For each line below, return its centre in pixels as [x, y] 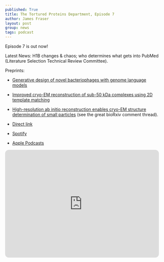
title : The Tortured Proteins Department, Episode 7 [60, 14]
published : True [21, 10]
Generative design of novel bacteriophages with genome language [79, 80]
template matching [31, 100]
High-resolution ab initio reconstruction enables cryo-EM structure [79, 109]
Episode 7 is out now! [27, 46]
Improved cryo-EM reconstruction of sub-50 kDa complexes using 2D [82, 95]
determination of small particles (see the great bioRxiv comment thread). [85, 115]
